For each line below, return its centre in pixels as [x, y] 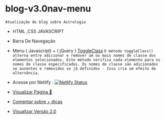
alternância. [26, 73]
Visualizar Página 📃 [32, 92]
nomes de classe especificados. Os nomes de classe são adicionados [85, 64]
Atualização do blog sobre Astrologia [45, 22]
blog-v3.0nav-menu [48, 9]
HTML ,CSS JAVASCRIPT [38, 31]
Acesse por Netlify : [33, 82]
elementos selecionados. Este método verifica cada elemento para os [86, 60]
